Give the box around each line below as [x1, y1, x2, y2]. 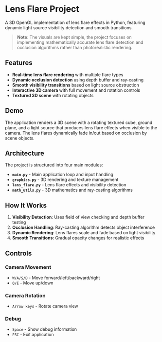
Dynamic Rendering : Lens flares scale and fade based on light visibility [12, 230, 156, 236]
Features [5, 59, 33, 67]
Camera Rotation [5, 292, 46, 299]
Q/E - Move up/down [12, 280, 54, 286]
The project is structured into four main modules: [5, 162, 103, 168]
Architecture [5, 149, 45, 157]
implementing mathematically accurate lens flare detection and [17, 39, 144, 45]
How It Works [5, 201, 47, 209]
